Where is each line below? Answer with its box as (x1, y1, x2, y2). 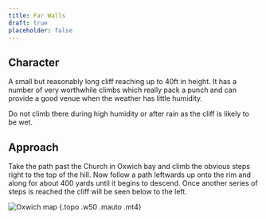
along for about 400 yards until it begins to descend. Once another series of (8, 179, 258, 187)
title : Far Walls (8, 11, 66, 20)
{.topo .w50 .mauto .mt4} (59, 202, 142, 211)
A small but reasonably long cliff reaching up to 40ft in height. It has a (8, 77, 237, 86)
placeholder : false (8, 26, 73, 34)
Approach (8, 140, 59, 154)
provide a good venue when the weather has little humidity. (8, 94, 203, 103)
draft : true (8, 19, 48, 27)
